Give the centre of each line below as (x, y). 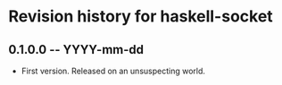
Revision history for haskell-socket (141, 17)
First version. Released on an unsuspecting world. (113, 71)
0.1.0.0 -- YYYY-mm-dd (76, 50)
